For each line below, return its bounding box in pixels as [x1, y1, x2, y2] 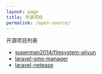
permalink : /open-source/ [6, 20, 70, 26]
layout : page [6, 8, 39, 15]
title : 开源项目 [6, 14, 43, 20]
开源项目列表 [6, 37, 38, 44]
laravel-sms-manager [14, 55, 69, 63]
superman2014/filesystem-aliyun [14, 49, 97, 56]
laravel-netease [14, 61, 54, 69]
